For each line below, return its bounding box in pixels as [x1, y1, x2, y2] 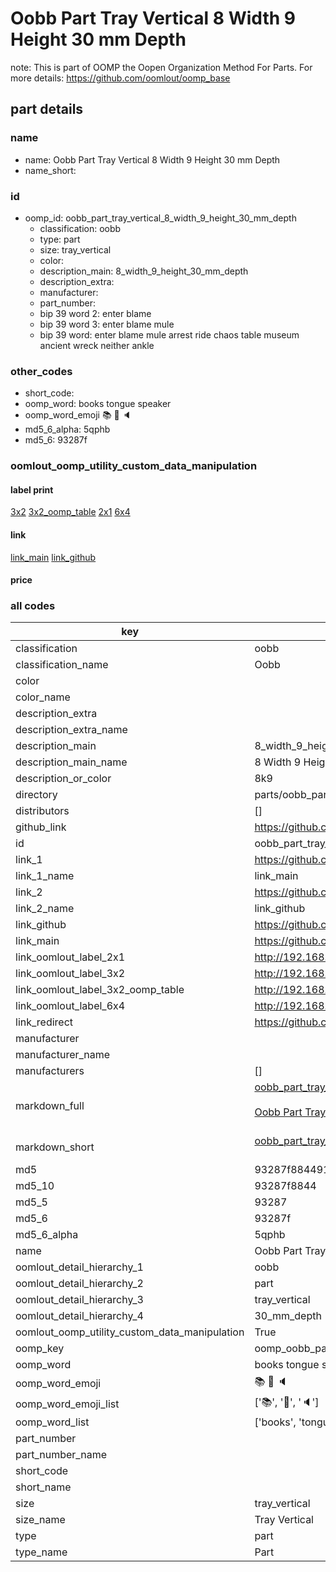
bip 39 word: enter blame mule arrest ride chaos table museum [39, 328, 300, 341]
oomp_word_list [15, 1415, 90, 1429]
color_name [15, 690, 71, 704]
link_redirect [15, 1015, 74, 1029]
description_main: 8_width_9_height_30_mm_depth [39, 265, 249, 277]
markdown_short [15, 1140, 95, 1154]
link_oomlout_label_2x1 [15, 950, 126, 964]
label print [10, 483, 54, 496]
